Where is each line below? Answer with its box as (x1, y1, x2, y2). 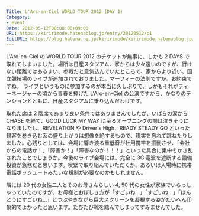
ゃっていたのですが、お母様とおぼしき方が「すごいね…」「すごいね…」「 (6, 189, 181, 195)
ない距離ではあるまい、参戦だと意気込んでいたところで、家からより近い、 (6, 68, 188, 74)
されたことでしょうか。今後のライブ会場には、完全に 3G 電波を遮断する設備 (6, 154, 192, 161)
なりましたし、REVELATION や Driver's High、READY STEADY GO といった (6, 125, 191, 132)
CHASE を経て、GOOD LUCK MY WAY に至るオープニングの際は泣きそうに (6, 117, 190, 124)
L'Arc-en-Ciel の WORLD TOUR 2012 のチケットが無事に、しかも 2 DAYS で (6, 53, 190, 60)
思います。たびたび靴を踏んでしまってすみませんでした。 (47, 204, 187, 210)
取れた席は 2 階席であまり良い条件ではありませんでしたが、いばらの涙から (6, 110, 188, 117)
